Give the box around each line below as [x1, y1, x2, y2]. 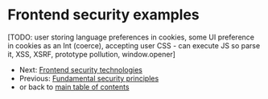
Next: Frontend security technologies [19, 64, 142, 74]
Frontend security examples [7, 6, 200, 24]
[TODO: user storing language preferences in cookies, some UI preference [7, 32, 255, 42]
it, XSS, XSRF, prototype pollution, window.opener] [7, 49, 176, 59]
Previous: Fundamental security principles [19, 73, 159, 83]
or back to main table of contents [19, 82, 130, 92]
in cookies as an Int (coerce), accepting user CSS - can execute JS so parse [7, 40, 261, 50]
